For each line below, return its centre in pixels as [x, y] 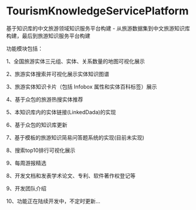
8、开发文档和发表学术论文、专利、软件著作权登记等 [71, 175]
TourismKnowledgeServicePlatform [97, 11]
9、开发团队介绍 [26, 188]
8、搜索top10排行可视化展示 [41, 150]
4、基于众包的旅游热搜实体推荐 [45, 99]
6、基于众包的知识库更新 [37, 124]
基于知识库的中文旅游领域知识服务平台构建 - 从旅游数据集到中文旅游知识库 [98, 28]
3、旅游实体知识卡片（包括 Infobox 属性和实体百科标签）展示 [82, 86]
